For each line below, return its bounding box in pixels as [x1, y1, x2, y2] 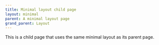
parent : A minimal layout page [5, 16, 70, 21]
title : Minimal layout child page [5, 7, 77, 12]
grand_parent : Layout [5, 21, 50, 26]
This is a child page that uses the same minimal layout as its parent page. [5, 34, 155, 40]
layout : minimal [5, 12, 39, 17]
